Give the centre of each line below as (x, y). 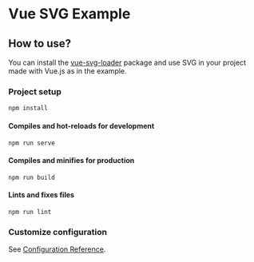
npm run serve (32, 143)
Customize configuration (58, 232)
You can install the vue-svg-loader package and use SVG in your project (127, 62)
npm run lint (30, 212)
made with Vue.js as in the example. (67, 71)
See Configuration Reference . (57, 249)
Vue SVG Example (69, 14)
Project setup (35, 91)
